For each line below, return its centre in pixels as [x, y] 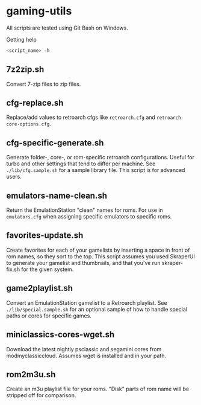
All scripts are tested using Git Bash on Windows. [67, 28]
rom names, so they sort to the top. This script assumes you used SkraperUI [101, 256]
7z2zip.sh [25, 70]
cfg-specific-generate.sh [55, 143]
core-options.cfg [28, 124]
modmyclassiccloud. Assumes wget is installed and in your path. [86, 356]
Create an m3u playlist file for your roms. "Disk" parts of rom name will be [98, 389]
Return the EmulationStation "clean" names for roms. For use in [85, 210]
